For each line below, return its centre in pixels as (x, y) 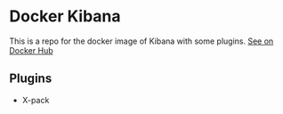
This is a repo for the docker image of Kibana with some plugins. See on (141, 41)
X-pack (36, 100)
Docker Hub (31, 50)
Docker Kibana (65, 16)
